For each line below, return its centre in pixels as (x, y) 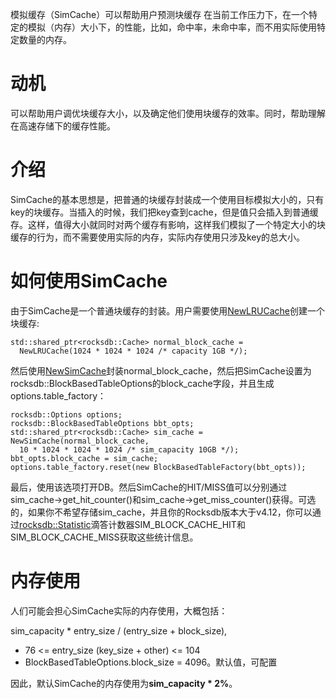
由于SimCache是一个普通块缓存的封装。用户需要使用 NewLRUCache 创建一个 (167, 310)
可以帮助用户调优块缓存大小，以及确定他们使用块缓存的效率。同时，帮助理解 (168, 113)
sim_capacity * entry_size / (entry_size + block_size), (119, 630)
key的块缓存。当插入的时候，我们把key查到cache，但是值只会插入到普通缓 (164, 212)
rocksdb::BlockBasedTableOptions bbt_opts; (102, 423)
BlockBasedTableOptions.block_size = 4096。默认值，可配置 (151, 662)
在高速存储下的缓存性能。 (63, 125)
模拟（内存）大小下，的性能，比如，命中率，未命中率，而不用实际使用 (172, 27)
